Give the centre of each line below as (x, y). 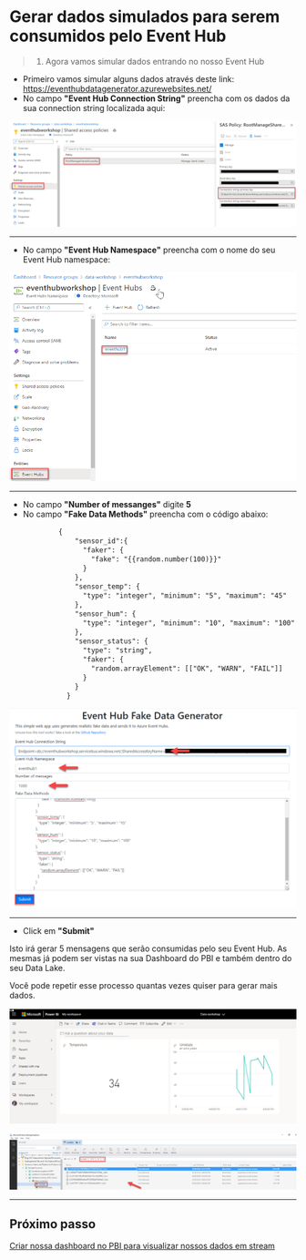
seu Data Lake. (37, 968)
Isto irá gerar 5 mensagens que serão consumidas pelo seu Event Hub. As (148, 948)
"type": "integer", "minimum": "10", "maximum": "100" (189, 623)
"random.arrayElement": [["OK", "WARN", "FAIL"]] (187, 669)
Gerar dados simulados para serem (145, 17)
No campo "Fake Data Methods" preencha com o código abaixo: (145, 514)
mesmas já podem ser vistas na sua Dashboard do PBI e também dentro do (151, 958)
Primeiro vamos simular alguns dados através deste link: (128, 78)
